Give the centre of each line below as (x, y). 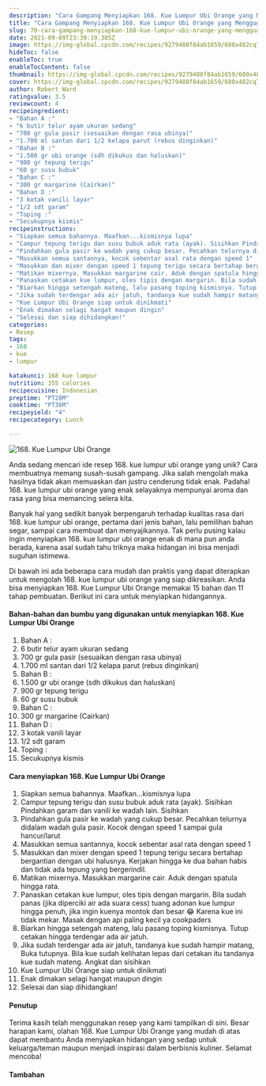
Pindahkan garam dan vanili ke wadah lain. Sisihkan (104, 811)
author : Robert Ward (43, 89)
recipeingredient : (39, 112)
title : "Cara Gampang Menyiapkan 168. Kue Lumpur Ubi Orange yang (120, 23)
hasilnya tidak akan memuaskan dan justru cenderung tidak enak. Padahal (129, 481)
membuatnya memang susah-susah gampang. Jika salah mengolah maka (129, 473)
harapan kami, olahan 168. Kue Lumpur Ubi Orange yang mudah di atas (125, 1031)
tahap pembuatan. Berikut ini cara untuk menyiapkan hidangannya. (118, 596)
